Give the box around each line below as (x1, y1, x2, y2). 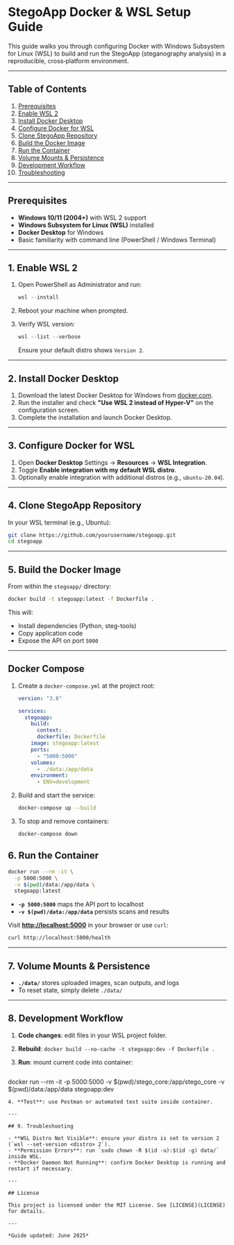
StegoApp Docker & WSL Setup (8, 4, 192, 20)
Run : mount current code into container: (17, 1057, 133, 1066)
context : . (36, 727, 69, 734)
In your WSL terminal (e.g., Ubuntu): (8, 518, 111, 527)
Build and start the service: (17, 791, 96, 800)
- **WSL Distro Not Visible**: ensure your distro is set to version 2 (8, 1135, 219, 1141)
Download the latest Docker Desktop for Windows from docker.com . (17, 390, 214, 399)
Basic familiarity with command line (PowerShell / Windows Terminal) (17, 236, 217, 244)
